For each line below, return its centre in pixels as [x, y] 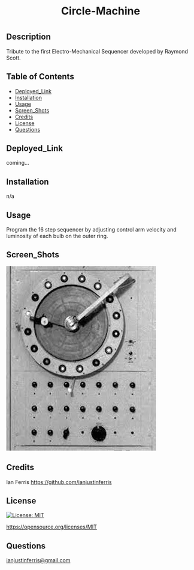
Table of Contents [40, 77]
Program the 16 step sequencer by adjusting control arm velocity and [91, 230]
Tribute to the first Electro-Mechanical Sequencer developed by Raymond [97, 51]
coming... [18, 163]
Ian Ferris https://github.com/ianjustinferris [59, 482]
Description [28, 37]
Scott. [13, 58]
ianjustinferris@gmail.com [38, 560]
